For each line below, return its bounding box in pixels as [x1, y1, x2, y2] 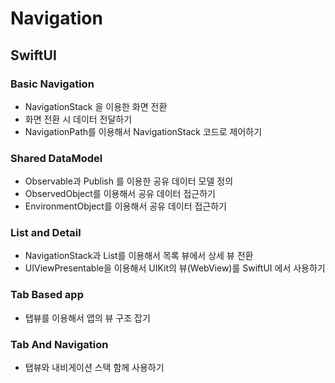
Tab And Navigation [10, 337, 109, 351]
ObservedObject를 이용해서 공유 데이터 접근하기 [24, 188, 216, 200]
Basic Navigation [10, 77, 95, 91]
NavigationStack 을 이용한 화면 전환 [24, 100, 168, 112]
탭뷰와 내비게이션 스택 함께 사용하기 [24, 362, 165, 374]
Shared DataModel [10, 151, 103, 165]
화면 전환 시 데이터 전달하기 [24, 113, 133, 125]
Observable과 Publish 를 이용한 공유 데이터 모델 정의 [24, 175, 234, 187]
